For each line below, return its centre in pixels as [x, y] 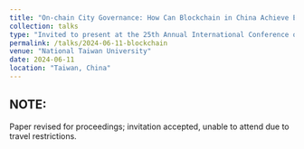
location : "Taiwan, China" [60, 69]
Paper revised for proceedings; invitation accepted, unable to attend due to [149, 126]
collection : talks [44, 26]
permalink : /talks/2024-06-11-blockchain [89, 43]
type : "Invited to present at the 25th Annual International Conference [149, 34]
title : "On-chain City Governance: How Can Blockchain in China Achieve [149, 18]
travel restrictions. [43, 135]
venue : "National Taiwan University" [81, 51]
